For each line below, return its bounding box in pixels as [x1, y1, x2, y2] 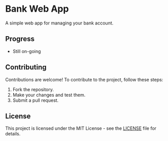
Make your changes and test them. [12, 92, 86, 98]
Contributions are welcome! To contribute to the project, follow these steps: [5, 76, 163, 82]
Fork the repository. [12, 86, 54, 92]
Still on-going [12, 48, 41, 54]
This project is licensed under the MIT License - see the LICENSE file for [5, 125, 156, 131]
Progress [5, 35, 35, 43]
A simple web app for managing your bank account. [5, 20, 114, 26]
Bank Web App [5, 3, 69, 15]
